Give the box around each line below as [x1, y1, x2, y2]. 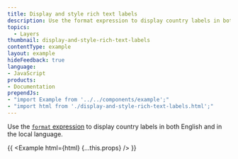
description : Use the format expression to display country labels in [7, 17, 220, 24]
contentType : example [7, 43, 72, 50]
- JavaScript [7, 70, 46, 77]
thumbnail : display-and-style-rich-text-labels [7, 37, 151, 44]
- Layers [13, 30, 40, 38]
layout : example [7, 50, 55, 57]
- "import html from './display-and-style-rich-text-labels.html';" [7, 103, 214, 110]
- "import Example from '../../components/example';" [7, 97, 170, 104]
